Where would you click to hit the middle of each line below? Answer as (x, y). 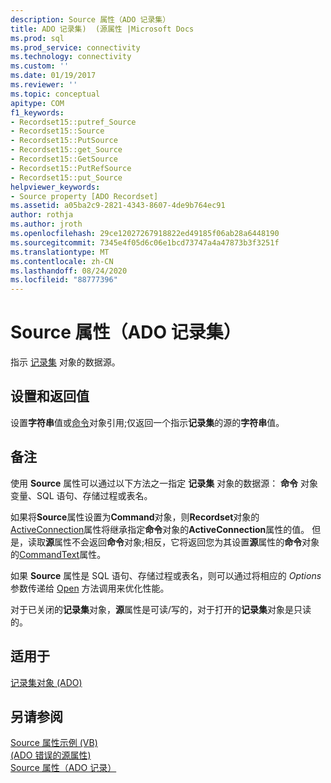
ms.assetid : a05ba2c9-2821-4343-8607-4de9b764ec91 (118, 206)
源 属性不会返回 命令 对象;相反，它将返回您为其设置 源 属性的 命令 (174, 542)
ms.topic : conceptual (55, 94)
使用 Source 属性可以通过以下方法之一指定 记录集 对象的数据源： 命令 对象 (164, 483)
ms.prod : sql (37, 38)
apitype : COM (37, 103)
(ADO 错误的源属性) (51, 755)
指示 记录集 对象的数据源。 (65, 362)
